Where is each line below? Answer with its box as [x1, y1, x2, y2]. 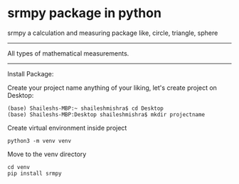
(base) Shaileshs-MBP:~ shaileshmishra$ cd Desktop [7, 105, 164, 112]
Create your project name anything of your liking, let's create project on [7, 83, 217, 92]
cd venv [7, 163, 31, 170]
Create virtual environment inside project [7, 123, 127, 132]
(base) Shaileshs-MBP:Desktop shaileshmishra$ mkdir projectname [7, 111, 205, 118]
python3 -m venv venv [7, 137, 72, 144]
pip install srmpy [7, 170, 62, 177]
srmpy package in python [7, 5, 162, 21]
